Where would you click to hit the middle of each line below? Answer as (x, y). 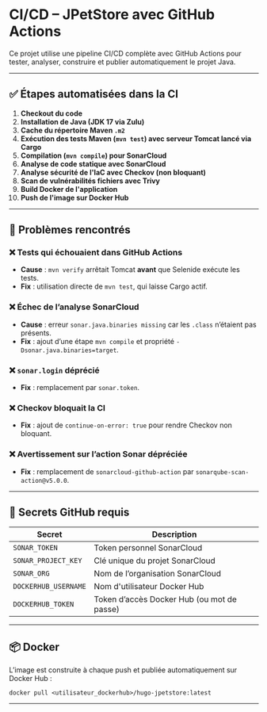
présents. (36, 333)
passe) (107, 610)
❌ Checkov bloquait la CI (57, 408)
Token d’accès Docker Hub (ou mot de (165, 599)
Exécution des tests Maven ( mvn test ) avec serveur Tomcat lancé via (136, 138)
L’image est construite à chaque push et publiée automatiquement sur (123, 670)
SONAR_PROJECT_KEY (48, 561)
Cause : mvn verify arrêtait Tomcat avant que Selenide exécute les (130, 270)
